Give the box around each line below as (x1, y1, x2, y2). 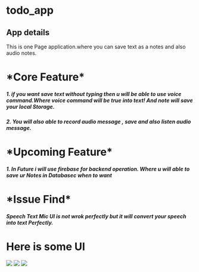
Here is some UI (6, 240, 85, 254)
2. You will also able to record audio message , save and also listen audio (6, 118, 191, 125)
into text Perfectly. (6, 219, 54, 226)
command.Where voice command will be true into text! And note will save (6, 97, 193, 104)
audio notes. (6, 50, 37, 57)
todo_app (6, 4, 54, 17)
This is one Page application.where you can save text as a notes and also (6, 43, 186, 50)
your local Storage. (6, 103, 55, 110)
